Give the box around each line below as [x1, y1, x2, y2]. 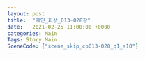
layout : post [7, 10, 45, 18]
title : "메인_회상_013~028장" [7, 17, 91, 24]
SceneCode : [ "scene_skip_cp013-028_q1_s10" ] [7, 43, 139, 50]
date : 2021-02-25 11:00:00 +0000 [7, 23, 111, 30]
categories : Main [7, 29, 58, 37]
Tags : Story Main [7, 36, 58, 43]
